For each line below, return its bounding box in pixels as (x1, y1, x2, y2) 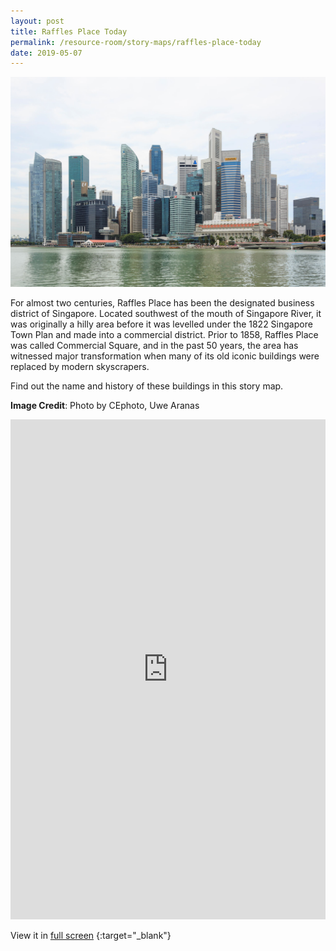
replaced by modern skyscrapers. (10, 360, 150, 372)
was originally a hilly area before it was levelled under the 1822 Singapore (10, 318, 313, 330)
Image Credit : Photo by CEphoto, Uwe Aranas (10, 399, 200, 411)
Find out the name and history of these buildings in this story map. (10, 380, 284, 392)
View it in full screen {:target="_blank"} (10, 929, 172, 941)
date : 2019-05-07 (10, 48, 83, 58)
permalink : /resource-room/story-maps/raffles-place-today (10, 37, 262, 47)
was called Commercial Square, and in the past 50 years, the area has (10, 339, 299, 351)
